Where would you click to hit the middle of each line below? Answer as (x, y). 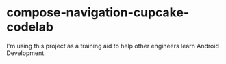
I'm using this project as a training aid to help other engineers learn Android (113, 46)
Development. (26, 53)
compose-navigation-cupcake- (98, 13)
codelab (30, 27)
